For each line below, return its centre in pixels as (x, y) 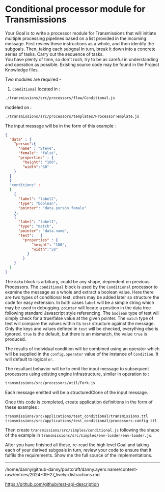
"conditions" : (25, 185)
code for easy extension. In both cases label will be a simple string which (80, 302)
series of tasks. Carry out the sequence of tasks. (55, 54)
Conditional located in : (36, 89)
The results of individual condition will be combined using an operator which (82, 349)
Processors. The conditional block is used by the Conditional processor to (82, 287)
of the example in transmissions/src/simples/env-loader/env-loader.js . (79, 435)
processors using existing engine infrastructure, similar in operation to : (77, 374)
